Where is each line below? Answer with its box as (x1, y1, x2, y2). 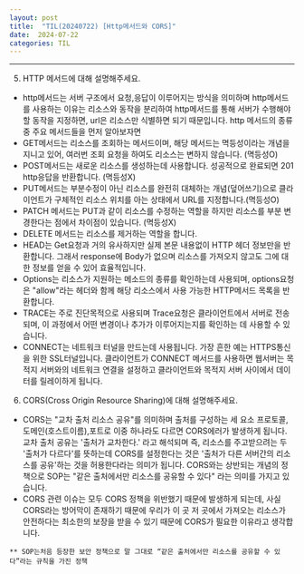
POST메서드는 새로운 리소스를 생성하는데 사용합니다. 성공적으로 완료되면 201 (22, 161, 294, 171)
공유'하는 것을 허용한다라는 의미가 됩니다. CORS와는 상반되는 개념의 (39, 460, 279, 471)
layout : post (9, 13, 59, 23)
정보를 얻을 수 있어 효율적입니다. (32, 262, 147, 273)
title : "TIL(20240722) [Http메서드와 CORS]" (9, 22, 176, 31)
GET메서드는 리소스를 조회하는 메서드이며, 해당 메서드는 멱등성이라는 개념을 (22, 138, 290, 149)
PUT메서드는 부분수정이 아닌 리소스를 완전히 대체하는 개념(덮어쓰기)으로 (22, 183, 278, 194)
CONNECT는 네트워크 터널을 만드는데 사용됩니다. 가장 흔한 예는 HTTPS (22, 342, 277, 353)
